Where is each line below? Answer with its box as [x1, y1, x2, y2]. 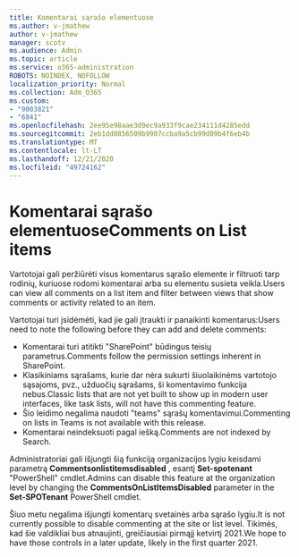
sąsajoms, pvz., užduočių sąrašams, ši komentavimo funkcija [21, 379, 248, 390]
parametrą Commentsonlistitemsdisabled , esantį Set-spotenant [9, 463, 252, 474]
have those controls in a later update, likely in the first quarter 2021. [9, 537, 258, 548]
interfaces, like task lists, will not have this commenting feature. [21, 399, 257, 409]
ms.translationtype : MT [9, 138, 98, 147]
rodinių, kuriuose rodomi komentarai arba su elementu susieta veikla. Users [9, 278, 286, 289]
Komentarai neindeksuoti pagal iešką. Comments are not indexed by [21, 426, 271, 438]
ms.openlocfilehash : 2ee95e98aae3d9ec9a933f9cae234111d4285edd [9, 122, 251, 131]
